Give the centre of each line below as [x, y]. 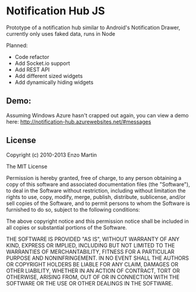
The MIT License [27, 166]
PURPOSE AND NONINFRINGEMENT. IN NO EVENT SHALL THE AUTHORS [98, 258]
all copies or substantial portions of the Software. [66, 227]
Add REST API [32, 69]
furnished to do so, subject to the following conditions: [73, 209]
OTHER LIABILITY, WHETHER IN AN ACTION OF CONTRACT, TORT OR [93, 271]
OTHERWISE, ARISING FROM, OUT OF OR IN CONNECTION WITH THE [93, 277]
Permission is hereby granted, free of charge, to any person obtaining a [94, 178]
